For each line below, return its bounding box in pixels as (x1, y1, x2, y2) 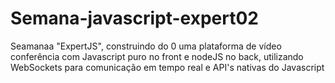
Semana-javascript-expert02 (10, 7, 259, 30)
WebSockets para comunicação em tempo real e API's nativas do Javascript (10, 61, 325, 73)
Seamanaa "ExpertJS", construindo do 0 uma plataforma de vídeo (10, 40, 282, 52)
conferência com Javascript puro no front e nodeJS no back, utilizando (10, 50, 304, 62)
